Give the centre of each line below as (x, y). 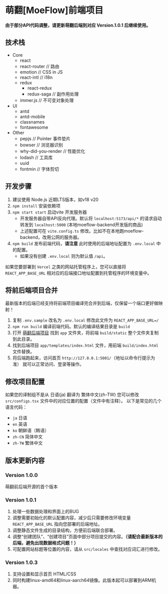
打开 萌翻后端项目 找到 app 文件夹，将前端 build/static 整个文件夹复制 (85, 333)
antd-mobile (32, 117)
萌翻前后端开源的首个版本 (31, 486)
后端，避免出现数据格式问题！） (45, 543)
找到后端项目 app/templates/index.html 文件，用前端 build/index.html (85, 345)
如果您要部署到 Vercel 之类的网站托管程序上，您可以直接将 (66, 266)
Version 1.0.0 (21, 475)
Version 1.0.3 (21, 562)
